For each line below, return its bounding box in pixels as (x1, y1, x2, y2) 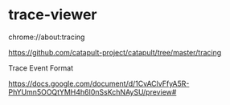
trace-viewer (8, 6, 97, 24)
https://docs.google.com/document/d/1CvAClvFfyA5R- (8, 79, 190, 88)
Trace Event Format (8, 63, 74, 73)
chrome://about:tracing (8, 32, 85, 42)
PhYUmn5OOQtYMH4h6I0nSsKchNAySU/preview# (8, 87, 177, 97)
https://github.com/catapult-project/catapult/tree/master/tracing (8, 47, 222, 57)
